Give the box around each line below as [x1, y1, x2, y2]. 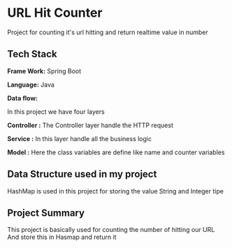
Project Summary [7, 207, 85, 219]
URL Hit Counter [7, 5, 103, 21]
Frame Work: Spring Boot [7, 66, 82, 75]
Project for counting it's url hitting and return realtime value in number [7, 28, 208, 36]
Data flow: [7, 94, 38, 102]
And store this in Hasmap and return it [7, 233, 117, 242]
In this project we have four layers [7, 107, 105, 116]
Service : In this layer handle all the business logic [7, 134, 152, 143]
